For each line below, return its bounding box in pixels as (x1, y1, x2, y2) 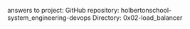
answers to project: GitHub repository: (7, 6, 120, 14)
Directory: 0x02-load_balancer (92, 13, 183, 22)
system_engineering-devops (7, 13, 91, 22)
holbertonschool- (120, 6, 172, 14)
